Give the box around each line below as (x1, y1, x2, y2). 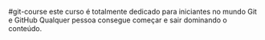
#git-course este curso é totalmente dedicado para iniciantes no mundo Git (8, 7, 257, 16)
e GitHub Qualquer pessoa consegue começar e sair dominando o (8, 15, 227, 25)
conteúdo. (8, 24, 43, 33)
